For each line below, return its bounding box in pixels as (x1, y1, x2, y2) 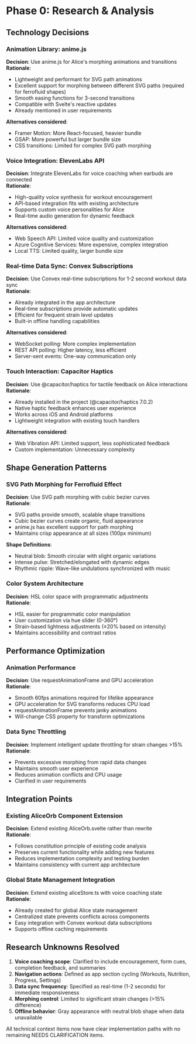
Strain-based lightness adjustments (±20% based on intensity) (14, 623, 166, 630)
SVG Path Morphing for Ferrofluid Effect (6, 480, 122, 489)
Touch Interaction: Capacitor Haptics (6, 368, 114, 376)
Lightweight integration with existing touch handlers (14, 417, 140, 424)
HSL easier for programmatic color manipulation (14, 610, 130, 617)
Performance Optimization (6, 646, 105, 656)
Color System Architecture (6, 579, 84, 588)
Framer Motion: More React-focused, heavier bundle (14, 129, 142, 136)
